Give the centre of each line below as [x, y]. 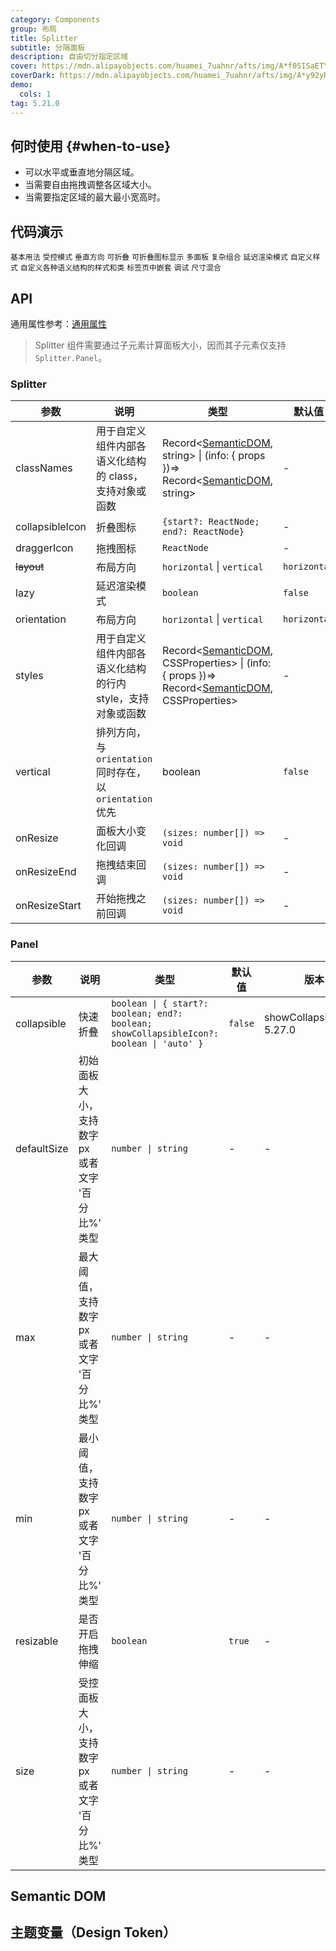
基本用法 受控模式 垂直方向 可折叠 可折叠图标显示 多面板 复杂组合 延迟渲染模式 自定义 [161, 257]
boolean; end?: [147, 1013]
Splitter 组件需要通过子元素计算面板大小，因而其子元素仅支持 [160, 345]
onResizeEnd [46, 872]
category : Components [55, 19]
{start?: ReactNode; [211, 522]
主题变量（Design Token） [93, 1932]
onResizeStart [48, 906]
